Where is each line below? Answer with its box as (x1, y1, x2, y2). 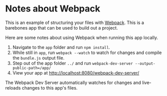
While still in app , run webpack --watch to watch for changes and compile (12, 49, 162, 55)
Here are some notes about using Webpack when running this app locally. (5, 34, 158, 40)
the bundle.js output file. (12, 54, 64, 60)
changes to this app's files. (22, 84, 78, 90)
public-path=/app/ (12, 65, 51, 70)
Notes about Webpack (5, 3, 101, 14)
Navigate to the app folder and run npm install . (12, 44, 111, 50)
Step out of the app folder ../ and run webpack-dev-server (12, 60, 133, 66)
